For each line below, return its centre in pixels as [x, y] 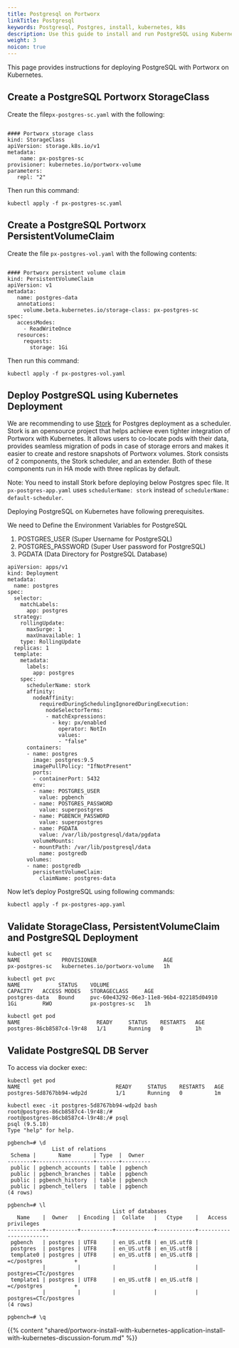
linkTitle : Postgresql [41, 21]
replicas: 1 [32, 648]
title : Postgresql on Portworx [54, 14]
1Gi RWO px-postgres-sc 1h [79, 1004]
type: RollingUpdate [51, 642]
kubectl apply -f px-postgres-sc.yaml [65, 203]
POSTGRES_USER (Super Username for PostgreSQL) [95, 539]
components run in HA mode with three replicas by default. [94, 469]
